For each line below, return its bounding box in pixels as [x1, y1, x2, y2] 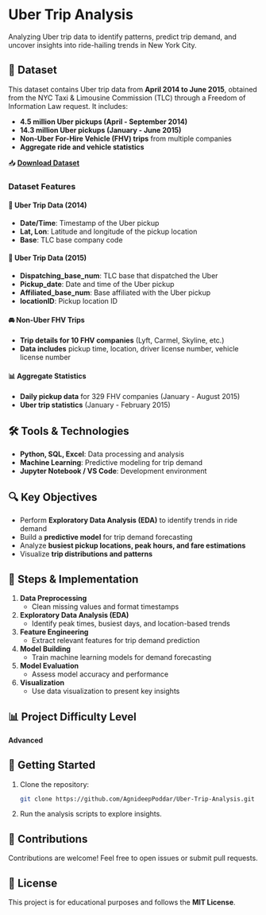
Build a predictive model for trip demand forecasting [19, 533, 193, 542]
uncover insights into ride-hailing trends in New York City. [8, 40, 197, 49]
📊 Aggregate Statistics [8, 371, 87, 381]
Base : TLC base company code [19, 235, 123, 244]
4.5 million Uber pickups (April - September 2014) [19, 117, 188, 126]
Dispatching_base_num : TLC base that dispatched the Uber [19, 271, 218, 281]
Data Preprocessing [19, 593, 87, 603]
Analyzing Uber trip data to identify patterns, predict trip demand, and [8, 32, 237, 41]
